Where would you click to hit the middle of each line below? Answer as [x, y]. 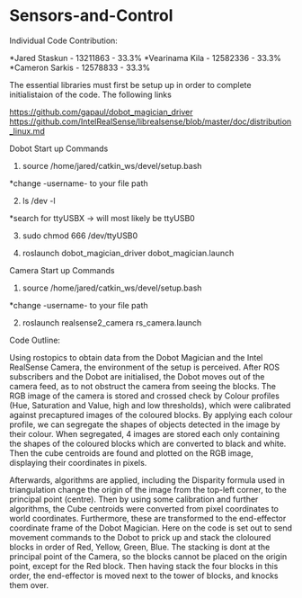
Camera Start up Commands [62, 270]
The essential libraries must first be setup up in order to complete [130, 85]
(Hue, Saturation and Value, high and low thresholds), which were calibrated [150, 405]
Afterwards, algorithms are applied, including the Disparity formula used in [147, 480]
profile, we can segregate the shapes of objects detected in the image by [145, 424]
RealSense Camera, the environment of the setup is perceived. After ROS [145, 367]
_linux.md [27, 130]
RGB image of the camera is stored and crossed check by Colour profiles [145, 396]
